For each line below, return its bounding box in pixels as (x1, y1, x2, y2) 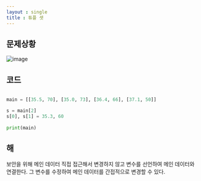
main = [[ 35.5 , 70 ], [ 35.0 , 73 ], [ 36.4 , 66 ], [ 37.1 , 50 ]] (6, 97, 157, 103)
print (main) (6, 125, 37, 131)
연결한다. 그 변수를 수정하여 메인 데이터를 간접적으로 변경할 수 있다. (6, 168, 166, 175)
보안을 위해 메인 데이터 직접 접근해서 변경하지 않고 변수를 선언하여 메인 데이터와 (6, 160, 195, 168)
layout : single (6, 9, 48, 15)
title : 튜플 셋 (6, 15, 44, 21)
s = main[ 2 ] (6, 108, 37, 114)
